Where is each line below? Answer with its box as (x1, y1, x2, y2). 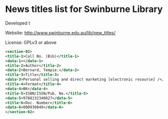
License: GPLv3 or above (5, 39, 56, 45)
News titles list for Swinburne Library (5, 3, 163, 15)
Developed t (5, 20, 30, 26)
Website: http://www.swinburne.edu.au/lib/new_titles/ (5, 29, 116, 35)
